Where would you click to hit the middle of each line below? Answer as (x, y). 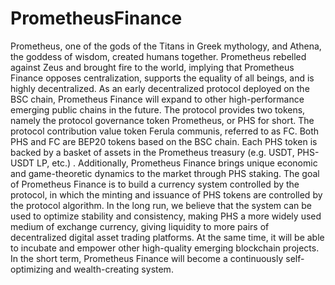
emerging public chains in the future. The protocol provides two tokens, (158, 109)
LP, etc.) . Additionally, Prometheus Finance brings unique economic (177, 163)
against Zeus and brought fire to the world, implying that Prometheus (152, 67)
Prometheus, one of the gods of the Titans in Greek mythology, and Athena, (166, 46)
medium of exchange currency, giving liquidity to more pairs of (140, 226)
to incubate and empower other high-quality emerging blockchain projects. (165, 248)
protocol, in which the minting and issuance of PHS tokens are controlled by (166, 194)
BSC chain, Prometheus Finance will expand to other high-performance (157, 99)
